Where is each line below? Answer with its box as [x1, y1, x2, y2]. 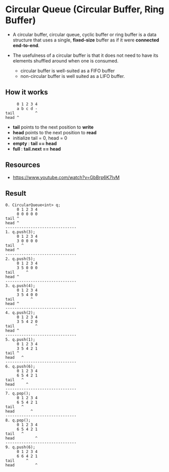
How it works [5, 88, 48, 97]
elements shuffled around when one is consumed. [12, 57, 119, 64]
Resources [5, 160, 40, 170]
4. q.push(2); [5, 310, 36, 316]
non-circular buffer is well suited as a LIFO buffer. [20, 73, 125, 79]
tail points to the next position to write [12, 124, 94, 130]
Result [5, 189, 27, 198]
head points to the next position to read [12, 129, 97, 135]
